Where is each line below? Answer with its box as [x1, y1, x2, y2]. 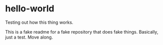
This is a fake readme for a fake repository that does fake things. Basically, [5, 29, 159, 35]
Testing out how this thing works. [5, 19, 74, 25]
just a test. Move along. [5, 34, 53, 40]
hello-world [5, 3, 55, 14]
